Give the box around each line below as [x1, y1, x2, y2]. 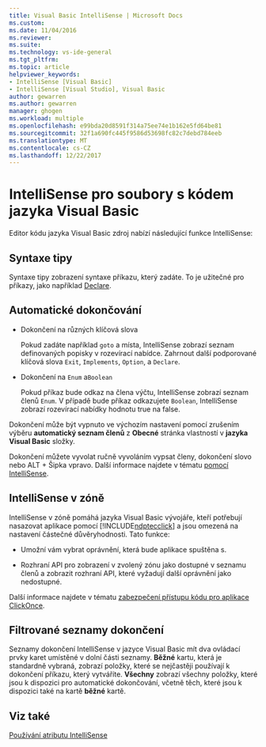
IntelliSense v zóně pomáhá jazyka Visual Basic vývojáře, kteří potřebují [9, 512, 242, 522]
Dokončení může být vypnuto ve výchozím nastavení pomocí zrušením [9, 419, 240, 429]
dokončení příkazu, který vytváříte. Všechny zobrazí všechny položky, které [9, 669, 258, 679]
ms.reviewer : [9, 33, 52, 42]
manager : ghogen [9, 108, 63, 116]
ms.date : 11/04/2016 [9, 26, 78, 34]
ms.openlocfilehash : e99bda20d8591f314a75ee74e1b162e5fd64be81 [9, 122, 222, 130]
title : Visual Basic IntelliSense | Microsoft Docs [9, 11, 183, 20]
